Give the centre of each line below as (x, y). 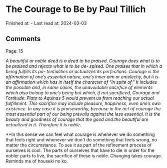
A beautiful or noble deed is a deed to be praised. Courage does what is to (83, 61)
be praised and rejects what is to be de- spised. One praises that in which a (84, 66)
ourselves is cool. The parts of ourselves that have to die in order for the (80, 150)
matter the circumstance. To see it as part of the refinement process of (79, 145)
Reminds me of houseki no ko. (37, 161)
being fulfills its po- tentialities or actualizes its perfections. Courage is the (82, 71)
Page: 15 (14, 51)
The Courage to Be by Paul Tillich (76, 9)
